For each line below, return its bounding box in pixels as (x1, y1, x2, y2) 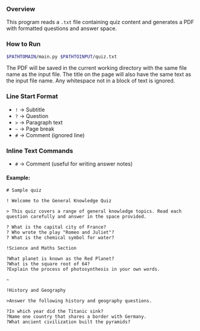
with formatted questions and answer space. (6, 25, 117, 32)
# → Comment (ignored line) (14, 131, 85, 138)
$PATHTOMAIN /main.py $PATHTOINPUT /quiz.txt (6, 54, 117, 60)
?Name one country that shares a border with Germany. (6, 314, 147, 320)
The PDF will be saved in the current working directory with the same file (6, 64, 187, 72)
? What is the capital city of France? (6, 224, 107, 230)
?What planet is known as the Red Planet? (6, 256, 114, 262)
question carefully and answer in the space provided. (6, 214, 147, 220)
